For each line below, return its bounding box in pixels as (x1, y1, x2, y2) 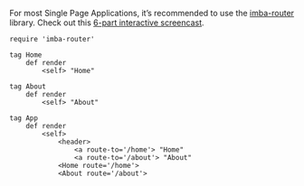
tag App (9, 114, 39, 123)
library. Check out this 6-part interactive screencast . (9, 17, 205, 28)
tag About (9, 82, 47, 91)
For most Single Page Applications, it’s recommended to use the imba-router (9, 8, 295, 18)
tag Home (9, 51, 43, 60)
